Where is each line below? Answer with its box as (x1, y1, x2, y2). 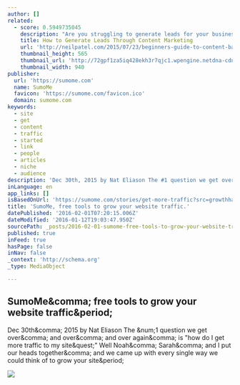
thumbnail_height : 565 (20, 51, 88, 58)
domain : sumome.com (14, 97, 72, 104)
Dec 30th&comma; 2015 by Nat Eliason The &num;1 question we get (7, 326, 207, 334)
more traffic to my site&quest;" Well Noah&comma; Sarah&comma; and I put (7, 341, 231, 349)
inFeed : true (7, 236, 46, 244)
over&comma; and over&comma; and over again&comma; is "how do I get (7, 333, 225, 341)
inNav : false (7, 249, 46, 257)
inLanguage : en (7, 183, 53, 190)
